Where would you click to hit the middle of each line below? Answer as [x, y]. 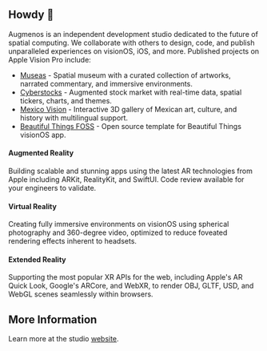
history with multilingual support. [74, 118]
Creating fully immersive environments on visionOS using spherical [119, 224]
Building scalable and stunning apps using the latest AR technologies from [131, 171]
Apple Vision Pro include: [50, 59]
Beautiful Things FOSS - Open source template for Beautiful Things [131, 126]
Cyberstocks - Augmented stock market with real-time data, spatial [131, 92]
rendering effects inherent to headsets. [73, 241]
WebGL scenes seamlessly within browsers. [81, 294]
